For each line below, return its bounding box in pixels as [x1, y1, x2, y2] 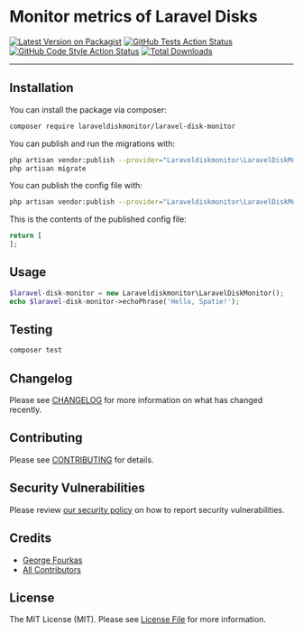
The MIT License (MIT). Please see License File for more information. [9, 614, 266, 625]
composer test [9, 345, 63, 355]
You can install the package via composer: [9, 104, 167, 115]
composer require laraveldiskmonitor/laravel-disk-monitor [9, 122, 236, 131]
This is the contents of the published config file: [9, 214, 187, 225]
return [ [9, 232, 42, 241]
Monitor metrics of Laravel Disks [9, 6, 259, 27]
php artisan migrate [9, 164, 87, 173]
